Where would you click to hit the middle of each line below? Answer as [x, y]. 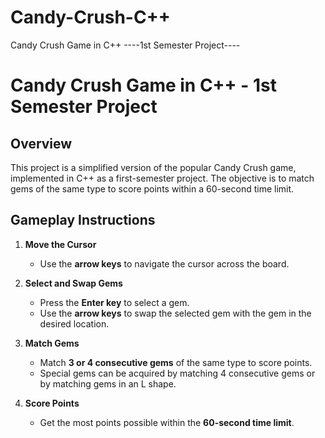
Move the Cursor [60, 244]
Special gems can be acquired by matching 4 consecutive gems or [177, 373]
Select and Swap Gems [73, 283]
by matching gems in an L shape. [108, 383]
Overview [41, 143]
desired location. [74, 323]
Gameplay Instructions [83, 220]
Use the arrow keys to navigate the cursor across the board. [164, 263]
